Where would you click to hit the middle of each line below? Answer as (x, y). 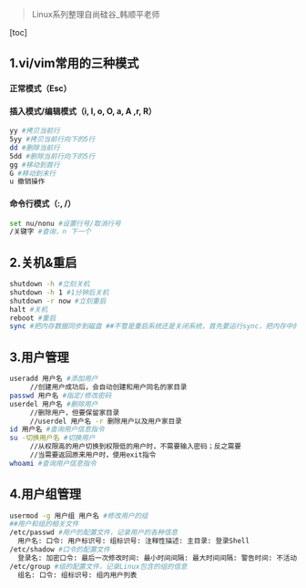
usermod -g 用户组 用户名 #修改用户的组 (79, 516)
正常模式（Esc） (41, 88)
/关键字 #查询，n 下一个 (50, 232)
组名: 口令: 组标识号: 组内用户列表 (77, 575)
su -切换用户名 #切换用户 (52, 438)
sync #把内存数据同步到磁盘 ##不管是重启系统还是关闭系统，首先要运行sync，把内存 (148, 326)
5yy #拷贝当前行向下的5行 (52, 139)
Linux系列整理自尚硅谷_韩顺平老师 (96, 14)
